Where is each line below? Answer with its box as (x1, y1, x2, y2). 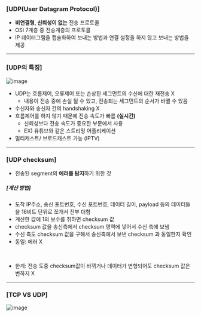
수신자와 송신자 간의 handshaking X (14, 104, 100, 112)
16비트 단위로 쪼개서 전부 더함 (21, 208, 91, 215)
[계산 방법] (6, 184, 31, 192)
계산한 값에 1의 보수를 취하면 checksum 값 (14, 216, 115, 223)
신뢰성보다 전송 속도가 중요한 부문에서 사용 (23, 119, 124, 127)
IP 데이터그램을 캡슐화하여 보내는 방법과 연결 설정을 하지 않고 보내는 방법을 (14, 34, 190, 41)
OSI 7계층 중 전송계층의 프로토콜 (14, 26, 91, 34)
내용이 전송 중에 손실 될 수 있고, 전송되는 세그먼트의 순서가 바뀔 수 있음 (23, 97, 188, 104)
